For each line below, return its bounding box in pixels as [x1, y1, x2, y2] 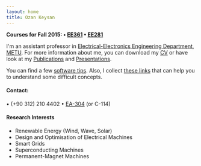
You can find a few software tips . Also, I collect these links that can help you [6, 67, 196, 74]
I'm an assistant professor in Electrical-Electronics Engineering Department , [6, 43, 194, 50]
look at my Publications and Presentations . [6, 55, 112, 62]
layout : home [6, 8, 39, 15]
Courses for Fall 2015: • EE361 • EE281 [6, 31, 104, 38]
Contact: [6, 87, 29, 94]
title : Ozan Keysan [6, 14, 55, 20]
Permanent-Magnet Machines [14, 152, 89, 159]
